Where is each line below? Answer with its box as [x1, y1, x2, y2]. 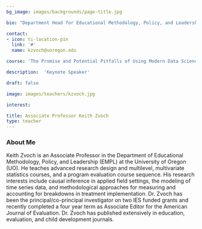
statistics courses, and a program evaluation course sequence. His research [6, 171, 195, 178]
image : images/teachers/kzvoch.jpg [6, 91, 96, 97]
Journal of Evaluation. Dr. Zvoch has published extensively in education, [6, 209, 185, 217]
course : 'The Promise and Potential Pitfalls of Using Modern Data [6, 58, 179, 64]
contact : [6, 31, 28, 37]
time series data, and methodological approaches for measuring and [6, 184, 176, 191]
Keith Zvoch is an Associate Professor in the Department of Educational [6, 152, 183, 159]
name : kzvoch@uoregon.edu [11, 48, 77, 54]
